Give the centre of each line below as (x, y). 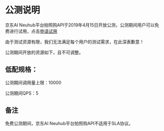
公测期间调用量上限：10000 (33, 82)
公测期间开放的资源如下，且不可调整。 (44, 52)
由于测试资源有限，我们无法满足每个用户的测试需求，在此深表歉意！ (75, 42)
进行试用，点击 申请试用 (33, 31)
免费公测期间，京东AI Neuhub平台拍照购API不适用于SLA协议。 (69, 123)
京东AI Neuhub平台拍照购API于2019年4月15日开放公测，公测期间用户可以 (80, 25)
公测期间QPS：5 (22, 93)
